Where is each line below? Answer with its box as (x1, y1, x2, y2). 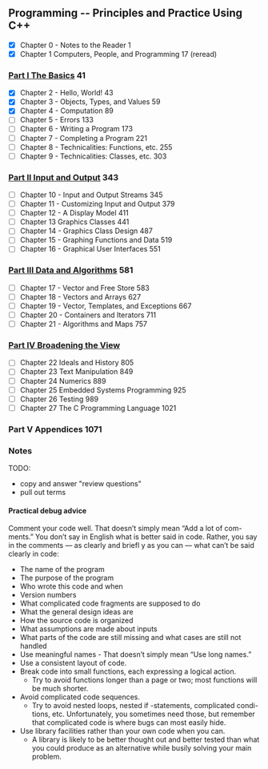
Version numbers (19, 590, 77, 600)
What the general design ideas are (19, 607, 134, 617)
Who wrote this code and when (19, 582, 124, 591)
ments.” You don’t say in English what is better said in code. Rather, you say (8, 532, 258, 542)
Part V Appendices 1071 (8, 424, 102, 435)
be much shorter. (31, 684, 89, 694)
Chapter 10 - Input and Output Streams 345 (19, 190, 163, 199)
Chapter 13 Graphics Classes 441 (19, 217, 130, 227)
